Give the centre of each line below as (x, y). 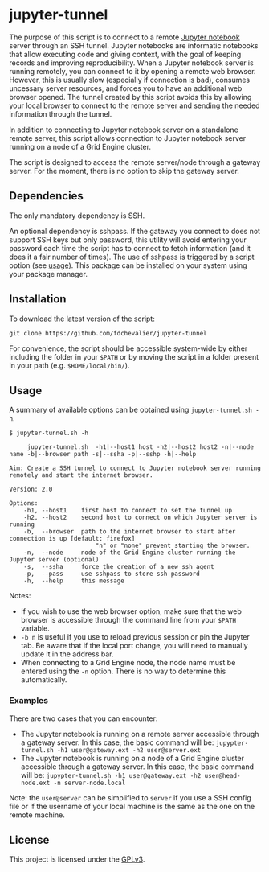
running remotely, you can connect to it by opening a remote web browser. (132, 71)
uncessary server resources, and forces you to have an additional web (126, 88)
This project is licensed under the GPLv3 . (77, 859)
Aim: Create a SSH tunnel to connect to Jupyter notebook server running (135, 468)
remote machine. (37, 815)
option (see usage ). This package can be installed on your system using (128, 265)
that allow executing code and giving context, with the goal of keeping (125, 54)
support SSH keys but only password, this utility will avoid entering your (128, 240)
